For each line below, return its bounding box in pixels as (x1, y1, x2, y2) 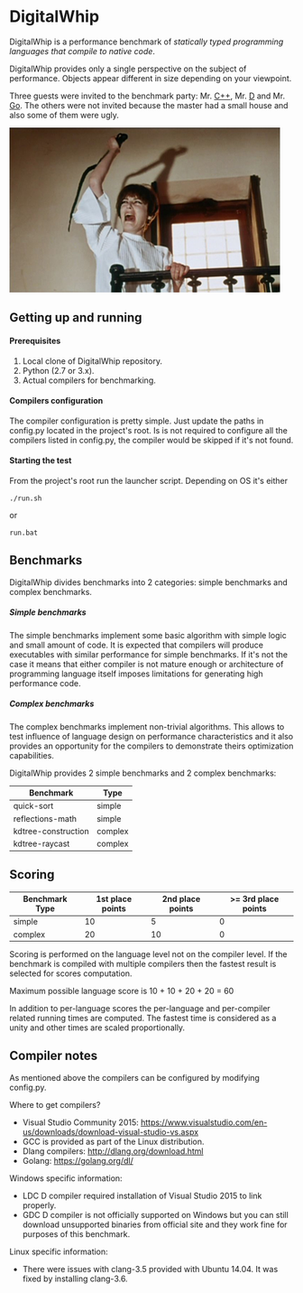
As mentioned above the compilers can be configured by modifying (9, 1072, 260, 1083)
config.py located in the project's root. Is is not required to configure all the (9, 424, 289, 435)
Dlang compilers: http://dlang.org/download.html (22, 1145, 205, 1157)
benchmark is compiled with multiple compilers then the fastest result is (9, 959, 277, 969)
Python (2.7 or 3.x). (22, 365, 95, 376)
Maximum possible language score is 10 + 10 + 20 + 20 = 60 (9, 986, 234, 996)
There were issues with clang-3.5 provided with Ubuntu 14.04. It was (22, 1263, 279, 1274)
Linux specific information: (9, 1246, 108, 1257)
